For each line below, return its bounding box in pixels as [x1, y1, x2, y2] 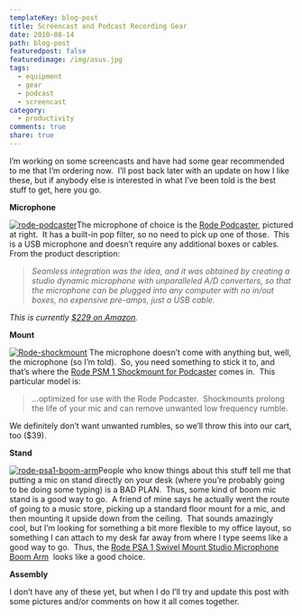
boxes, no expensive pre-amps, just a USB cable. [31, 294, 215, 305]
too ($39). [9, 430, 47, 441]
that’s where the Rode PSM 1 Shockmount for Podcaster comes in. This [9, 366, 276, 377]
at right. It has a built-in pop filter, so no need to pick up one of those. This [9, 229, 290, 239]
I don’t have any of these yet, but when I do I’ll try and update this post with [9, 586, 289, 597]
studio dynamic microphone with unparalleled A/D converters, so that [31, 275, 291, 285]
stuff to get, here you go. [9, 184, 102, 195]
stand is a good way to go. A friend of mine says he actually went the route [9, 493, 290, 504]
